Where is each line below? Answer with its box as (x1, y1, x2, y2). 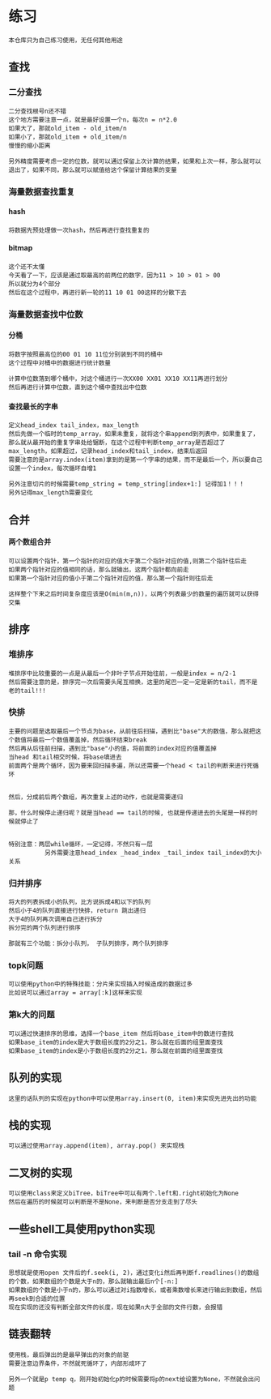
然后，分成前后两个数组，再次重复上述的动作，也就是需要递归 (8, 793, 184, 801)
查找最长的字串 (8, 401, 58, 411)
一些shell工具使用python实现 (8, 1221, 155, 1236)
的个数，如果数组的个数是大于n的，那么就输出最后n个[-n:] (8, 1277, 179, 1286)
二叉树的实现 (8, 1166, 73, 1179)
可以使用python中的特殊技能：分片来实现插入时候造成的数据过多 (8, 980, 193, 989)
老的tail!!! (8, 687, 46, 695)
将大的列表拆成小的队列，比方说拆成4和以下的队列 (8, 898, 151, 906)
